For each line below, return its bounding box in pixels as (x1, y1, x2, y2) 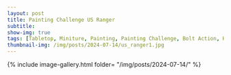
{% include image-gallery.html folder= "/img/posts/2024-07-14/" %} (7, 61, 201, 68)
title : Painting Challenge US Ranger (7, 16, 115, 23)
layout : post (7, 10, 45, 17)
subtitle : (7, 22, 36, 29)
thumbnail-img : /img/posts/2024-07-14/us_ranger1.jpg (7, 42, 165, 48)
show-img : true (7, 29, 51, 36)
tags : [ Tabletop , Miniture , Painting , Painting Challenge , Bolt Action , (7, 35, 220, 42)
